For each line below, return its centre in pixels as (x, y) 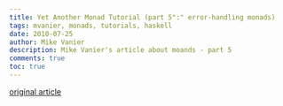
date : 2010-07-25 (41, 34)
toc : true (28, 67)
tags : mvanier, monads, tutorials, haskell (91, 26)
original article (35, 91)
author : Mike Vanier (47, 42)
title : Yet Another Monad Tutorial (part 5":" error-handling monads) (142, 17)
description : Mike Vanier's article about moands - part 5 (121, 50)
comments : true (37, 58)
